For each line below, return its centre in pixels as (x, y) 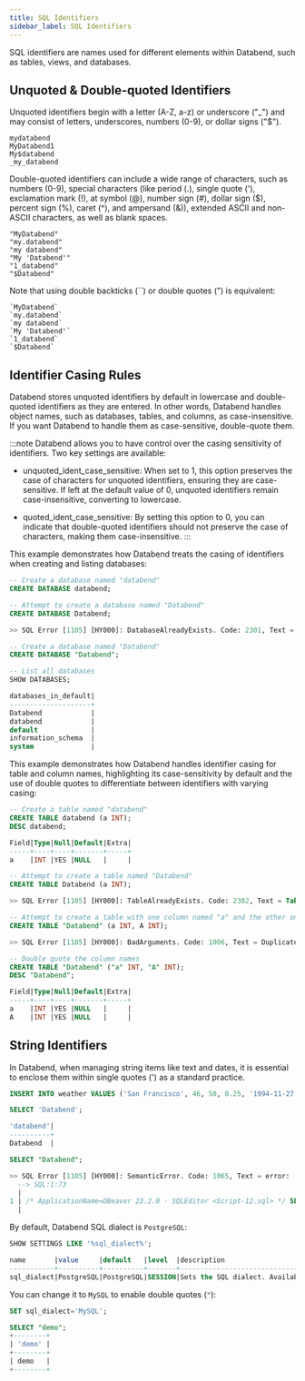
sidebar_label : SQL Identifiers (70, 26)
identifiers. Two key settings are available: (88, 453)
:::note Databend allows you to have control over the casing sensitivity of (146, 444)
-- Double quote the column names (75, 959)
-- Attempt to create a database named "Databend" (107, 605)
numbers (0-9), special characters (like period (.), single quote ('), (133, 189)
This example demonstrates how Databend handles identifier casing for (143, 764)
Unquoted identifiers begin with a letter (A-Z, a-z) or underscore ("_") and (148, 112)
